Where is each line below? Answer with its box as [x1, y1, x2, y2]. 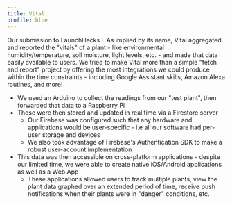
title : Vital [7, 10, 45, 17]
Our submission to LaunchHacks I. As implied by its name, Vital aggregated [7, 35, 222, 44]
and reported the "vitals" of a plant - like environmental [7, 43, 165, 51]
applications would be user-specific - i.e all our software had [27, 123, 202, 131]
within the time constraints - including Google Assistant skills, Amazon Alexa [7, 72, 226, 81]
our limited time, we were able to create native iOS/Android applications [17, 160, 222, 168]
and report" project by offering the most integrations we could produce [7, 65, 210, 74]
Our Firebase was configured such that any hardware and [27, 115, 193, 124]
